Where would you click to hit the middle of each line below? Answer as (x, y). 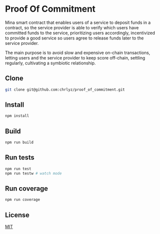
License (17, 215)
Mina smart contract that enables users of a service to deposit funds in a (78, 22)
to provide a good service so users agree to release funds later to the (74, 38)
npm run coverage (23, 200)
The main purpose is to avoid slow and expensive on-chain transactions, (78, 53)
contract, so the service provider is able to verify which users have (72, 27)
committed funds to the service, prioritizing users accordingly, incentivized (80, 33)
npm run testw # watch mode (34, 173)
